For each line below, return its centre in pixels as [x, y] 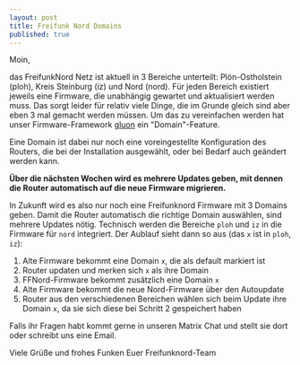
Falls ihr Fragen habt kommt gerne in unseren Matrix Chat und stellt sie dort [149, 326]
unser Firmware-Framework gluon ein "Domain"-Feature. [115, 125]
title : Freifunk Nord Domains [66, 26]
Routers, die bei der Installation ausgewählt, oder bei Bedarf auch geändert [148, 152]
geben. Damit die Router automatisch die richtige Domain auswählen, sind [146, 215]
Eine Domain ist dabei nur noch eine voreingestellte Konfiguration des [138, 142]
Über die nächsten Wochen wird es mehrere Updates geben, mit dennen [146, 178]
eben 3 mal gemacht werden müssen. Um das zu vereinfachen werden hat [147, 115]
